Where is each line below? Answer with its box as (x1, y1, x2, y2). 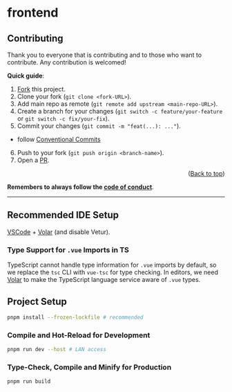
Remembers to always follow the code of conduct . (7, 183, 154, 191)
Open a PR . (17, 156, 50, 164)
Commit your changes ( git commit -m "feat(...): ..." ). (17, 122, 181, 130)
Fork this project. (17, 85, 66, 93)
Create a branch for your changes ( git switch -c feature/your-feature (17, 107, 223, 115)
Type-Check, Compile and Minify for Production (7, 362, 172, 372)
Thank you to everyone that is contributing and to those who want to (7, 51, 202, 59)
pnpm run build (7, 378, 51, 385)
